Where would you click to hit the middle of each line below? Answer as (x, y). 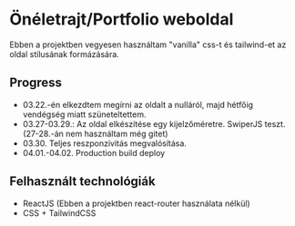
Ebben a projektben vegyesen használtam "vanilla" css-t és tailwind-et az (148, 44)
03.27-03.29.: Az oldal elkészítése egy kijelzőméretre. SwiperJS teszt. (154, 123)
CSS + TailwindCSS (59, 212)
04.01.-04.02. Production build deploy (94, 152)
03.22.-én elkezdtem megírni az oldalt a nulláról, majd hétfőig (137, 104)
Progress (36, 83)
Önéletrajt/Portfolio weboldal (122, 20)
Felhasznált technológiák (83, 182)
